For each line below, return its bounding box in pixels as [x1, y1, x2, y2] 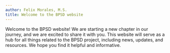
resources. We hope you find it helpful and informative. [5, 42, 121, 48]
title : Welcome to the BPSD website [5, 12, 83, 17]
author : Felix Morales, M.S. [5, 7, 67, 13]
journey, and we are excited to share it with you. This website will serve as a [5, 31, 165, 37]
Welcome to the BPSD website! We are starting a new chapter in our [5, 26, 149, 32]
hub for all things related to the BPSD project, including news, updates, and [5, 36, 163, 43]
